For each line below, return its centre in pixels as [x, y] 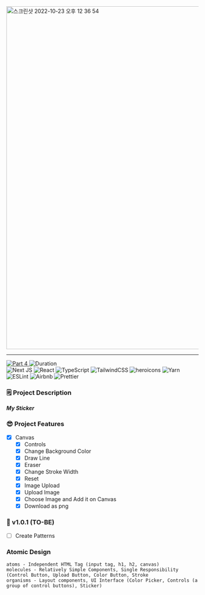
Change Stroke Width [51, 471]
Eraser [32, 465]
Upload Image [42, 493]
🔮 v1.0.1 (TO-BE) [31, 522]
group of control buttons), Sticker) [54, 586]
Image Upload [42, 486]
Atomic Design [29, 552]
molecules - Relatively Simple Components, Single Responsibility [92, 569]
